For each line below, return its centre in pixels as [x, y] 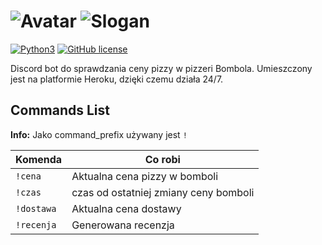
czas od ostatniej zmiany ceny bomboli [163, 192]
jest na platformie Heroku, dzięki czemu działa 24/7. [117, 79]
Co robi [162, 159]
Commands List [60, 110]
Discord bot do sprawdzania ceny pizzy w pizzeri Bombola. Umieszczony [161, 68]
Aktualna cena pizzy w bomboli [145, 176]
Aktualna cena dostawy [126, 208]
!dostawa [36, 208]
